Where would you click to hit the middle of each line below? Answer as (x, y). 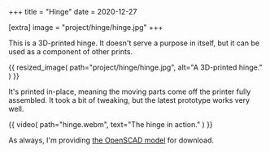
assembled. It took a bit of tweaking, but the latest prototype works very (129, 100)
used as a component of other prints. (70, 51)
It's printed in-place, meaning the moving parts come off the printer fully (130, 91)
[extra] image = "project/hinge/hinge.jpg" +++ (86, 27)
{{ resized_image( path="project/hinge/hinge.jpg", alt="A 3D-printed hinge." (135, 67)
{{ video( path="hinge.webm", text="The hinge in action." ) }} (111, 124)
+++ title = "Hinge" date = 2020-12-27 (73, 12)
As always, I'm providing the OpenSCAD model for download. (111, 140)
